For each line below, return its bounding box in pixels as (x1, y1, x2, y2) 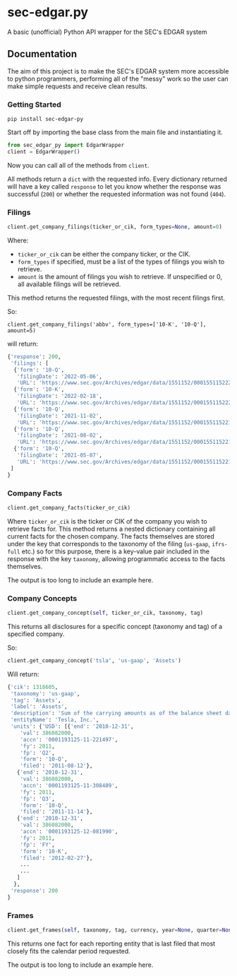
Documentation (7, 48, 78, 60)
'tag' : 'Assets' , (10, 697, 61, 704)
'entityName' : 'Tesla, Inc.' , (10, 717, 99, 724)
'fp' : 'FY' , (20, 841, 55, 848)
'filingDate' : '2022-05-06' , (16, 372, 102, 380)
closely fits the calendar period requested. (7, 946, 130, 955)
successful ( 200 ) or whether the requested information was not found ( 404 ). (7, 189, 226, 198)
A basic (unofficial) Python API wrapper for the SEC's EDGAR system (7, 28, 207, 36)
